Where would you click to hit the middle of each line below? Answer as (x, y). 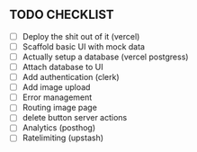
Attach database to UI (63, 67)
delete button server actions (75, 118)
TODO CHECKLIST (62, 15)
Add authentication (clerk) (71, 77)
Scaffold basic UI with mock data (84, 46)
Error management (57, 97)
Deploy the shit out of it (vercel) (81, 36)
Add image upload (56, 87)
